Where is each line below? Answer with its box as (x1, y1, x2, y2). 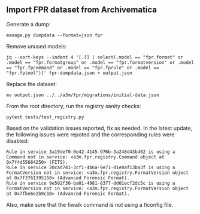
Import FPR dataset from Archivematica (6, 5, 157, 15)
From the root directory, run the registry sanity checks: (6, 102, 141, 109)
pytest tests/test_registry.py (6, 114, 84, 120)
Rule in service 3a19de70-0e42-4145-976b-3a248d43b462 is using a (6, 149, 175, 155)
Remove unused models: (6, 42, 68, 50)
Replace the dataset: (6, 80, 57, 87)
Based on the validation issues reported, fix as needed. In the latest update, (6, 124, 193, 132)
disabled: (6, 137, 29, 144)
